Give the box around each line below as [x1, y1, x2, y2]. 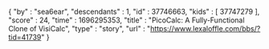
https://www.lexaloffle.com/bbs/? [149, 24, 261, 33]
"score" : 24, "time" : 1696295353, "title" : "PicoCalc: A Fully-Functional [8, 15, 245, 25]
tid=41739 [8, 32, 42, 42]
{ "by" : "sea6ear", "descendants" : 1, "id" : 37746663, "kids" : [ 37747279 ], [8, 7, 260, 16]
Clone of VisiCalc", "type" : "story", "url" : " [8, 24, 151, 33]
